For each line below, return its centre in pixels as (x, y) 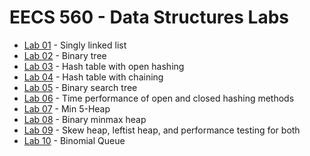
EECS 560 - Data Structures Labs (149, 17)
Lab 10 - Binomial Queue (74, 140)
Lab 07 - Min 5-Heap (67, 108)
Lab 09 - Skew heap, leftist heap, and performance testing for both (162, 130)
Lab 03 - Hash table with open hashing (104, 66)
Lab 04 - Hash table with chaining (93, 77)
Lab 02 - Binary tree (65, 55)
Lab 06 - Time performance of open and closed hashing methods (159, 98)
